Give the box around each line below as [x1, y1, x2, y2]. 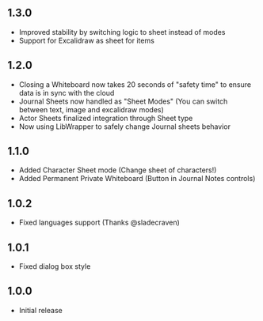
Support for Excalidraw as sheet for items [18, 36, 155, 45]
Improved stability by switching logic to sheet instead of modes [18, 27, 226, 36]
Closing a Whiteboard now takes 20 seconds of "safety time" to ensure [18, 79, 251, 89]
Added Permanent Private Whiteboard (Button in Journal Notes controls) [18, 174, 256, 183]
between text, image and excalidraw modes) [18, 104, 164, 114]
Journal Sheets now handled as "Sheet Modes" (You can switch [18, 96, 228, 106]
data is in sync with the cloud [18, 88, 115, 97]
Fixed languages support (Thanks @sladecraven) [18, 217, 180, 228]
